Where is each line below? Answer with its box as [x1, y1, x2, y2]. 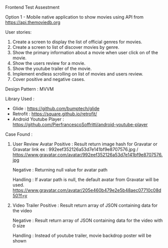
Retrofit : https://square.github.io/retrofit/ [12, 111, 97, 117]
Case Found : [5, 131, 33, 137]
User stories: [5, 29, 32, 35]
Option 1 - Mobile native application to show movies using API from [5, 14, 144, 20]
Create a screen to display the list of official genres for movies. [12, 39, 142, 45]
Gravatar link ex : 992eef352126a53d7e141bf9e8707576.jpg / [12, 146, 138, 152]
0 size [12, 223, 26, 228]
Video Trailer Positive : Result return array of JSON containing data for [12, 202, 158, 208]
